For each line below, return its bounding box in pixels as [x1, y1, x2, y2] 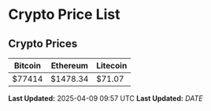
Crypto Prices [8, 37, 78, 50]
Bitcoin [13, 61, 42, 71]
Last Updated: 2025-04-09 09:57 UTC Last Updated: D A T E [8, 94, 203, 103]
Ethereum [50, 61, 89, 71]
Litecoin [95, 61, 128, 71]
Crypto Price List [8, 6, 120, 24]
